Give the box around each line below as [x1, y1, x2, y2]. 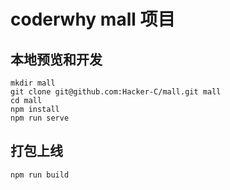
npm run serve [10, 113, 70, 123]
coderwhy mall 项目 [10, 8, 176, 31]
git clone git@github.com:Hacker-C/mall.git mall [10, 87, 222, 97]
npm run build [10, 170, 70, 180]
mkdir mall [10, 78, 56, 88]
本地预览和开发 [10, 51, 103, 68]
